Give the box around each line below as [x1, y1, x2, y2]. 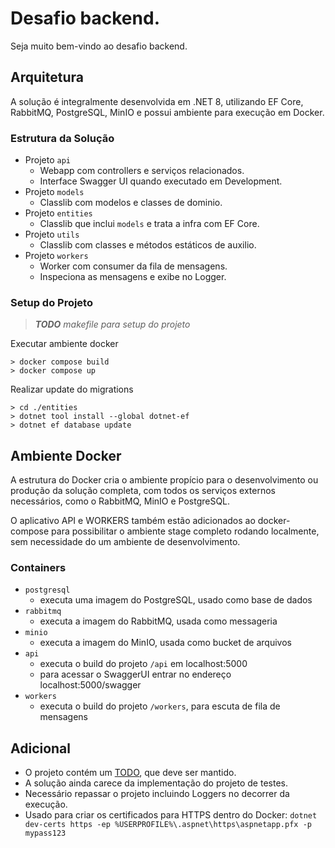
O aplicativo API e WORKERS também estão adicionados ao [10, 515, 256, 527]
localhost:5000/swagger [39, 679, 142, 691]
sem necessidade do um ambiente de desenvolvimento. [10, 536, 241, 548]
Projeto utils [24, 228, 80, 241]
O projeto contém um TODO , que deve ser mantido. [24, 767, 237, 779]
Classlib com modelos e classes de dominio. [39, 197, 223, 209]
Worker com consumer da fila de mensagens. [39, 260, 228, 272]
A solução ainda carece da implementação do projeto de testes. [24, 777, 288, 789]
